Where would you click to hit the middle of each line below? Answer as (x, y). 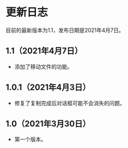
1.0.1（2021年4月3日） (48, 88)
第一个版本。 (30, 140)
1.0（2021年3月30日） (48, 124)
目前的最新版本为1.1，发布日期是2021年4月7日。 (65, 30)
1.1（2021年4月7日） (44, 51)
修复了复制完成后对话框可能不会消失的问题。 (70, 103)
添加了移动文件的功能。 (43, 66)
